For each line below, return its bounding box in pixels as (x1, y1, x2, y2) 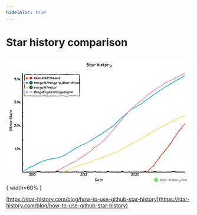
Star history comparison (6, 35, 128, 49)
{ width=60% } (6, 184, 42, 191)
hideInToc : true (6, 9, 46, 15)
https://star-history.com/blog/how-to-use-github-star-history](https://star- (8, 196, 190, 203)
